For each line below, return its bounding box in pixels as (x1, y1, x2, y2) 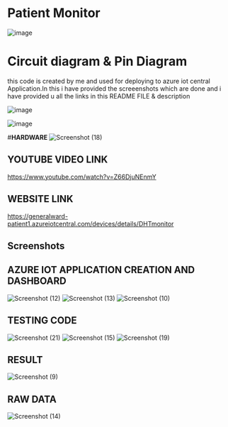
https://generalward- (7, 211, 69, 221)
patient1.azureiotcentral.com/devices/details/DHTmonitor (7, 219, 174, 228)
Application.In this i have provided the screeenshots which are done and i (7, 84, 222, 93)
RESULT (7, 353, 43, 366)
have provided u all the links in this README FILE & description (7, 91, 190, 100)
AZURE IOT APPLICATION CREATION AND (7, 264, 195, 276)
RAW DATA (7, 393, 57, 405)
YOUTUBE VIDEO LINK (7, 154, 108, 166)
